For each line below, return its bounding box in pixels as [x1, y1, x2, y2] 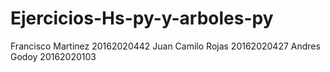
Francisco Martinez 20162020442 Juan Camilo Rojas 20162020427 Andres [10, 40, 321, 52]
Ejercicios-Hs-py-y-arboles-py [10, 7, 274, 30]
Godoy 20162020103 [10, 50, 97, 62]
